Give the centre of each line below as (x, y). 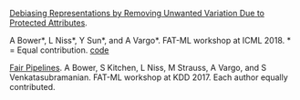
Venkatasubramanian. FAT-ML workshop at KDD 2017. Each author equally (149, 77)
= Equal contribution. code (59, 50)
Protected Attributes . (49, 23)
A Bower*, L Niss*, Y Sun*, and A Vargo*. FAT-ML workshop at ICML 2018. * (150, 40)
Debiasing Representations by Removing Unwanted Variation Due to (137, 13)
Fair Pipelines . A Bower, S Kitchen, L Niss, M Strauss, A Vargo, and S (138, 68)
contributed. (33, 87)
